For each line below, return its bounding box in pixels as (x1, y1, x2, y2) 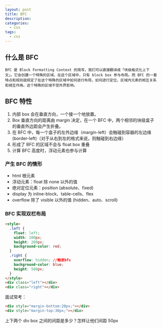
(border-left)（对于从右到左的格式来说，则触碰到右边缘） (12, 135, 126, 141)
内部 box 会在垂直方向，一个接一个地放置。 (12, 111, 98, 117)
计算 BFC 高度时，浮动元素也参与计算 (12, 148, 87, 153)
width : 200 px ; (14, 235, 42, 240)
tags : (5, 30, 16, 34)
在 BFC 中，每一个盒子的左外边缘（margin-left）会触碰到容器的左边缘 (12, 129, 152, 135)
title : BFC (5, 12, 27, 16)
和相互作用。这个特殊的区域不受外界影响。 (5, 83, 78, 88)
